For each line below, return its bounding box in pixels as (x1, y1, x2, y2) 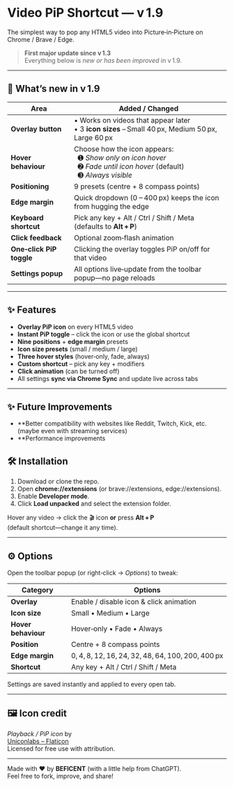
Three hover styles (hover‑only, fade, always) (17, 352, 150, 360)
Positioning (10, 181, 49, 191)
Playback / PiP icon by (7, 729, 72, 738)
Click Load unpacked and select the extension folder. (17, 499, 171, 508)
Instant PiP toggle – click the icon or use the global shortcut (17, 329, 190, 338)
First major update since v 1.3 (24, 49, 111, 57)
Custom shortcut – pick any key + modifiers (17, 359, 145, 368)
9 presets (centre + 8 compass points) (74, 181, 200, 191)
